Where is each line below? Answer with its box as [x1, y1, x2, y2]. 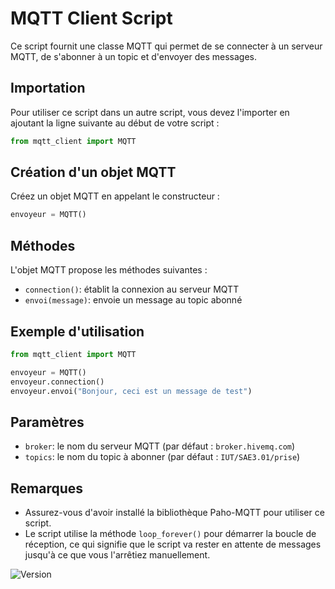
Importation [10, 80, 86, 97]
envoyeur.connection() [10, 377, 105, 387]
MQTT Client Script [10, 7, 173, 30]
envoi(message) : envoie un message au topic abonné [24, 294, 243, 306]
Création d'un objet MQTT [10, 164, 177, 181]
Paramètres [10, 413, 85, 431]
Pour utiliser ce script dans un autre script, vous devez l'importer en [10, 106, 290, 118]
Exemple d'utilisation [10, 323, 145, 340]
